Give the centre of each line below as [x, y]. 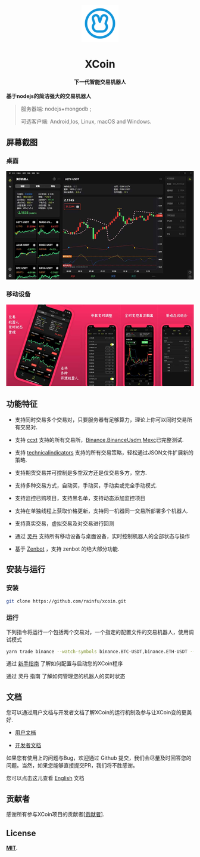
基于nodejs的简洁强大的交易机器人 [49, 96]
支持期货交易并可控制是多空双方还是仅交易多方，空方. [81, 472]
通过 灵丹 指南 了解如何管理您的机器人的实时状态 [66, 676]
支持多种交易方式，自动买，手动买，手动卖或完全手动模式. [86, 485]
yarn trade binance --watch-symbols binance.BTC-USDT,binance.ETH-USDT [97, 652]
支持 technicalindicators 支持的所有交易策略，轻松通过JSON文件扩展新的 [104, 452]
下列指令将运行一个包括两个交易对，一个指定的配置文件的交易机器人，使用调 [100, 632]
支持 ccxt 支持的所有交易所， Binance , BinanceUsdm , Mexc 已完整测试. [99, 440]
